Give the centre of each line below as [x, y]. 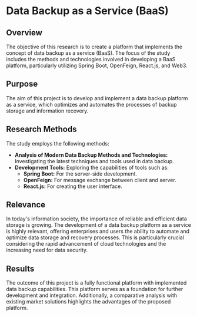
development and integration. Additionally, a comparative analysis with [92, 295]
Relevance [26, 205]
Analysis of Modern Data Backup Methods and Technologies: [91, 155]
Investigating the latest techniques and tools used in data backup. [94, 161]
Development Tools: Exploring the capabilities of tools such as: [92, 167]
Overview [24, 33]
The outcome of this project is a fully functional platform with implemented [96, 283]
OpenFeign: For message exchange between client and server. [100, 180]
